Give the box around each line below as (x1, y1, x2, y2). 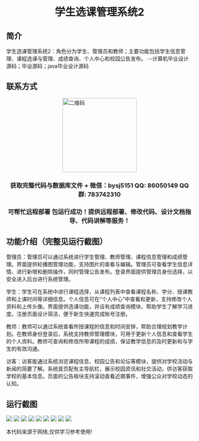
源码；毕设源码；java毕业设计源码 (6, 63, 89, 69)
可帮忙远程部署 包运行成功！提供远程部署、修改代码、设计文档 (8, 207, 185, 216)
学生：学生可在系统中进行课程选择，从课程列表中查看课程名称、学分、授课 (6, 288, 188, 295)
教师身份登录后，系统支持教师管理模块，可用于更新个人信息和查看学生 (21, 330, 193, 338)
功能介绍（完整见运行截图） (6, 237, 108, 247)
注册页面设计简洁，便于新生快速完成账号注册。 (16, 311, 131, 318)
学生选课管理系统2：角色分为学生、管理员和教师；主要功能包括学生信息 (6, 48, 181, 55)
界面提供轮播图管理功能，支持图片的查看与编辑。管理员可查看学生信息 (16, 261, 188, 268)
